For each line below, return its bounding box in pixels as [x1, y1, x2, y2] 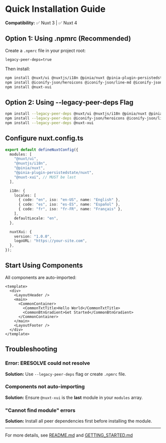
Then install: [5, 66, 31, 72]
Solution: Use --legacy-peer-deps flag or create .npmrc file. [5, 371, 126, 377]
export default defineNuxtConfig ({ [5, 147, 79, 152]
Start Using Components [5, 261, 83, 270]
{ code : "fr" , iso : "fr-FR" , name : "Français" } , [18, 206, 123, 212]
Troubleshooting [5, 345, 58, 354]
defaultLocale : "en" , [14, 216, 58, 221]
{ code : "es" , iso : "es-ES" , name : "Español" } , [18, 202, 121, 207]
